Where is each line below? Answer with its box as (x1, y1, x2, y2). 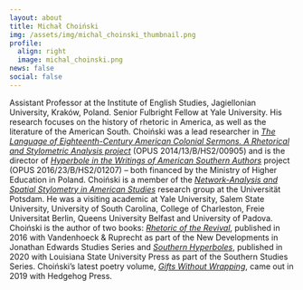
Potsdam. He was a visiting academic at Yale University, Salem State (9, 193, 265, 204)
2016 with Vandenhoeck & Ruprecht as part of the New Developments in (9, 232, 279, 243)
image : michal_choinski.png (17, 55, 124, 64)
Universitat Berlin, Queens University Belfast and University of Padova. (9, 212, 273, 223)
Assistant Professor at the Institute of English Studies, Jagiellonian (9, 97, 256, 108)
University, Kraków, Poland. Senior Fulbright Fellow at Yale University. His (9, 106, 282, 118)
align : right (17, 47, 67, 56)
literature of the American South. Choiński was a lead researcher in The (9, 126, 276, 137)
